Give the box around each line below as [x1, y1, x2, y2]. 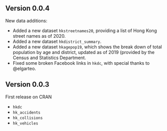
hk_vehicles [12, 121, 38, 126]
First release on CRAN [5, 94, 52, 100]
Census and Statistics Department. [12, 55, 86, 61]
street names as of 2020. [12, 33, 66, 39]
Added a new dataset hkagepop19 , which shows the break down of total [12, 43, 162, 50]
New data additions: [5, 17, 47, 23]
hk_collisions [12, 115, 43, 120]
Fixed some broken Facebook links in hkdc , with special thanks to [12, 60, 150, 66]
